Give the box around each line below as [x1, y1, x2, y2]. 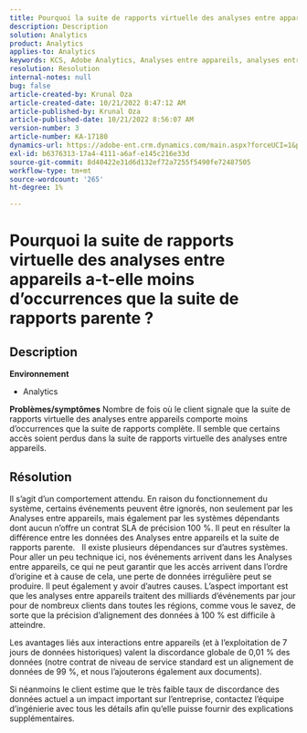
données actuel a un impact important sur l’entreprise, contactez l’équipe [9, 693, 285, 704]
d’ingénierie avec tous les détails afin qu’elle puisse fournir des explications [9, 703, 294, 714]
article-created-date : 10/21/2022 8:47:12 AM [9, 98, 185, 108]
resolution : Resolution [9, 65, 101, 74]
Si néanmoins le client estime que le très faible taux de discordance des [9, 684, 281, 695]
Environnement [9, 369, 69, 380]
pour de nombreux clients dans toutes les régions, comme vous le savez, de [9, 600, 296, 611]
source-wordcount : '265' [9, 174, 104, 183]
